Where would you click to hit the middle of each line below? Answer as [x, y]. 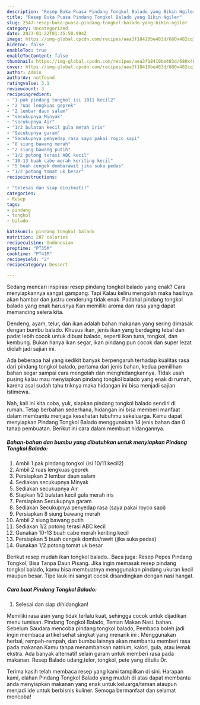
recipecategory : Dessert [37, 265]
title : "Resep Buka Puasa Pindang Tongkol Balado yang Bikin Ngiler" [95, 17]
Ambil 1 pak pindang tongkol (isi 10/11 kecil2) [69, 463]
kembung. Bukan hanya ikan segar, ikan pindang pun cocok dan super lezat [99, 342]
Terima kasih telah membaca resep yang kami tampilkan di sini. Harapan [95, 672]
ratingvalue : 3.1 [28, 84]
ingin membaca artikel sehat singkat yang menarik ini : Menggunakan [92, 635]
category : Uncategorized [37, 28]
